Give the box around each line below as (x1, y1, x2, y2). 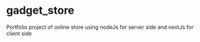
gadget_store (6, 4, 74, 17)
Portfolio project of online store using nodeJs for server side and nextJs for (6, 23, 194, 31)
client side (6, 29, 32, 37)
